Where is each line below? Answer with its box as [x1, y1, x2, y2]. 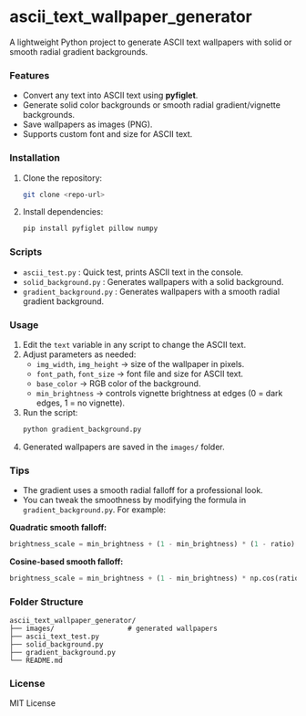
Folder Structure [9, 595, 84, 608]
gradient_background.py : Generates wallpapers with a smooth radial [22, 286, 280, 297]
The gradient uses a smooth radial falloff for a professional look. [22, 485, 264, 496]
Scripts [9, 246, 43, 258]
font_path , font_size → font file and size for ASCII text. [36, 368, 244, 379]
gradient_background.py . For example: [22, 504, 167, 515]
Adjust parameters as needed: [22, 349, 137, 360]
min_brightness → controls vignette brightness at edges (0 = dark [36, 387, 283, 398]
